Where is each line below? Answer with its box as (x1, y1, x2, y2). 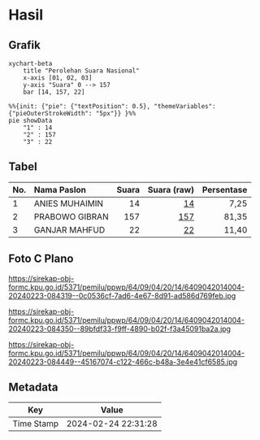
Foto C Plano (8, 252, 74, 266)
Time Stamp (12, 418, 59, 429)
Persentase (201, 184, 248, 195)
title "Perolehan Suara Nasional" (23, 67, 140, 75)
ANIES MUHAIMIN (33, 198, 104, 209)
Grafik (8, 38, 41, 52)
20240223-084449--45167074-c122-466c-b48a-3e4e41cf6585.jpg (8, 356, 238, 367)
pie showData (8, 116, 53, 124)
